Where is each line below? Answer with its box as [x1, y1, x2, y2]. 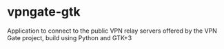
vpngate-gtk [7, 4, 81, 20]
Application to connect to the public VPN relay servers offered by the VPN [7, 27, 217, 35]
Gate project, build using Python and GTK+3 [7, 33, 132, 42]
